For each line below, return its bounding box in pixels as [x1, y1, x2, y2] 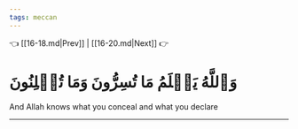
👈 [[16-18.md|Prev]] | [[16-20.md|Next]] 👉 [9, 37, 169, 49]
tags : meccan [9, 12, 58, 22]
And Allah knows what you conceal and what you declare [9, 101, 219, 111]
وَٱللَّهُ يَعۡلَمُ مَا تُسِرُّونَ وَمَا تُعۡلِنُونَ [9, 72, 238, 92]
